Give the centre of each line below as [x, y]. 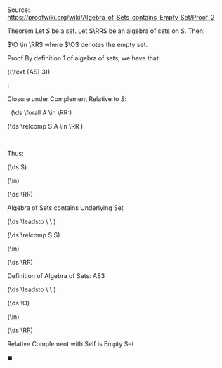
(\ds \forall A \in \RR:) [41, 113]
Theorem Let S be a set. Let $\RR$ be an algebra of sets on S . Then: [106, 31]
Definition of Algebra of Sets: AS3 [56, 276]
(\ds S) [17, 167]
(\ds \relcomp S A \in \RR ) [45, 126]
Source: [19, 10]
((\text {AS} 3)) [29, 72]
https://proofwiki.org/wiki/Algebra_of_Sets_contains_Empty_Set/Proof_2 [111, 18]
